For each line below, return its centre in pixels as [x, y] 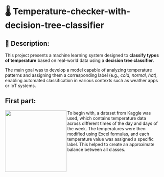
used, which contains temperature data [107, 118]
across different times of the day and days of [113, 123]
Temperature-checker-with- [72, 12]
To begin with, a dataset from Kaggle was [109, 113]
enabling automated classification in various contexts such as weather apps [82, 80]
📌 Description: [27, 44]
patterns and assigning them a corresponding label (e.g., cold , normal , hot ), [82, 75]
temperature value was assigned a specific [111, 139]
